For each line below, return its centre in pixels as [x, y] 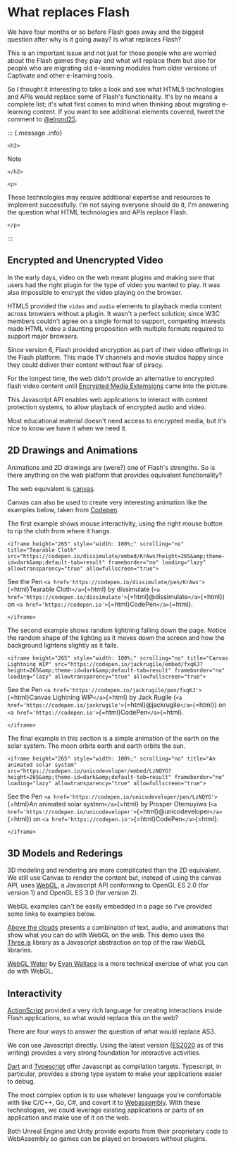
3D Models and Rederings [65, 853]
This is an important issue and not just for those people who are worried [112, 53]
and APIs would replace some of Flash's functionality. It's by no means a [113, 97]
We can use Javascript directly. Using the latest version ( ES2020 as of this [116, 1046]
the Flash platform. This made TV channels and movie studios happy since [116, 357]
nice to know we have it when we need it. [67, 428]
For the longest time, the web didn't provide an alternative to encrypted [111, 378]
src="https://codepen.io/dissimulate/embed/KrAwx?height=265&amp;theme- [116, 556]
